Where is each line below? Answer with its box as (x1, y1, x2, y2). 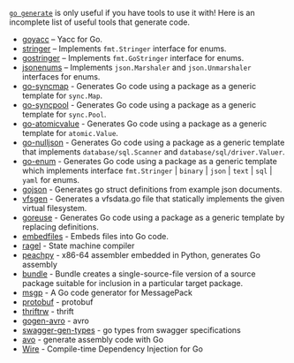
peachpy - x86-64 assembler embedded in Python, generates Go (21, 250, 260, 260)
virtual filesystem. (21, 203, 87, 213)
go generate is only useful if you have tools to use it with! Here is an (9, 8, 255, 18)
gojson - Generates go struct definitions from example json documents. (21, 185, 283, 194)
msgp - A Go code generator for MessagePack (21, 287, 192, 298)
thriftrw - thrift (21, 306, 74, 316)
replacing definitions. (21, 222, 100, 232)
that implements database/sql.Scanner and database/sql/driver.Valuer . (21, 147, 285, 157)
